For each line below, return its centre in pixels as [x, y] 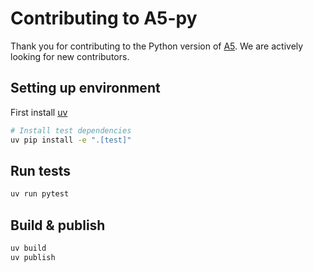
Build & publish [58, 225]
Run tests [40, 170]
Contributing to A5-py [104, 18]
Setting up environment [85, 88]
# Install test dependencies [71, 130]
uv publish [33, 257]
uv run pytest [40, 194]
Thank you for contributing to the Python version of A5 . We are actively [157, 46]
